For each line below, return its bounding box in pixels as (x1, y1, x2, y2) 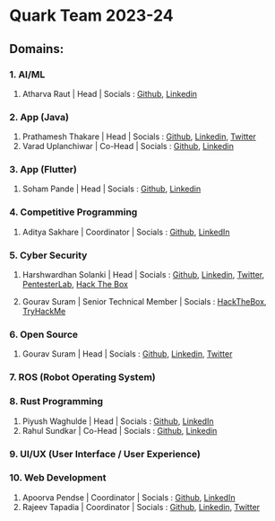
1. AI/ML (9, 68, 46, 81)
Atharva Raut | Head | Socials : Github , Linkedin (21, 88, 198, 99)
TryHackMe (21, 306, 66, 317)
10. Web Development (9, 472, 107, 484)
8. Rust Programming (9, 395, 104, 408)
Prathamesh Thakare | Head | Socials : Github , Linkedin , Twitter (21, 131, 257, 142)
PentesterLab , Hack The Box (21, 279, 128, 290)
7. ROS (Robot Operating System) (9, 371, 157, 384)
